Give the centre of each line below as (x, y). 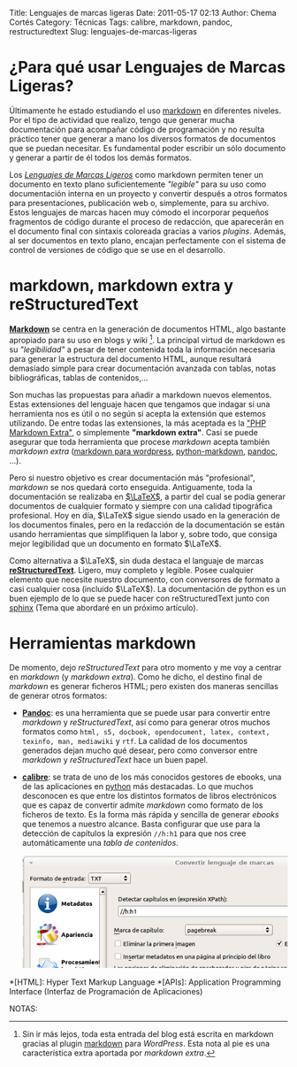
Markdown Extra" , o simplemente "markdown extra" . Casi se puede (133, 432)
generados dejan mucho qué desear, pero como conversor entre (140, 750)
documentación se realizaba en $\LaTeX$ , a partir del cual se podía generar (147, 496)
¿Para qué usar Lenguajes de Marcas (148, 68)
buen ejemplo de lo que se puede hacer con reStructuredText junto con (139, 598)
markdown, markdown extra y (122, 286)
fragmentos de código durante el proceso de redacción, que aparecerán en (147, 221)
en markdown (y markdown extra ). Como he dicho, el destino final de (136, 677)
